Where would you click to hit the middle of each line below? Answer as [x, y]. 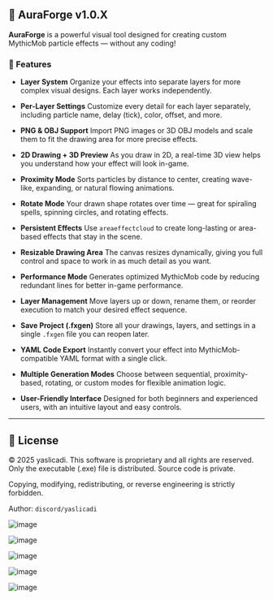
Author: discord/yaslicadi [53, 508]
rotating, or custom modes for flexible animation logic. [136, 383]
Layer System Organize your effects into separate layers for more [130, 82]
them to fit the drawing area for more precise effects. [109, 140]
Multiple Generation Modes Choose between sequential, [116, 374]
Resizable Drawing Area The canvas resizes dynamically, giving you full [141, 253]
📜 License [34, 440]
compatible [39, 359]
